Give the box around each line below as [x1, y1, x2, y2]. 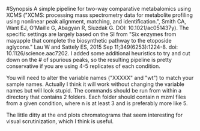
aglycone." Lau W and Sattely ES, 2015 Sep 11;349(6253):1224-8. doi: [6, 43, 178, 50]
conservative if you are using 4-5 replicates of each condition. [6, 62, 160, 70]
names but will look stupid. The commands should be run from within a [6, 87, 182, 94]
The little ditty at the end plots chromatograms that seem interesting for [6, 111, 183, 118]
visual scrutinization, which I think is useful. [6, 118, 114, 125]
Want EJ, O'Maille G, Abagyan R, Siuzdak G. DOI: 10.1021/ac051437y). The [6, 24, 189, 31]
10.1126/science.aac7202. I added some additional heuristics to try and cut [6, 50, 190, 56]
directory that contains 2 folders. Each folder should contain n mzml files [6, 93, 186, 100]
